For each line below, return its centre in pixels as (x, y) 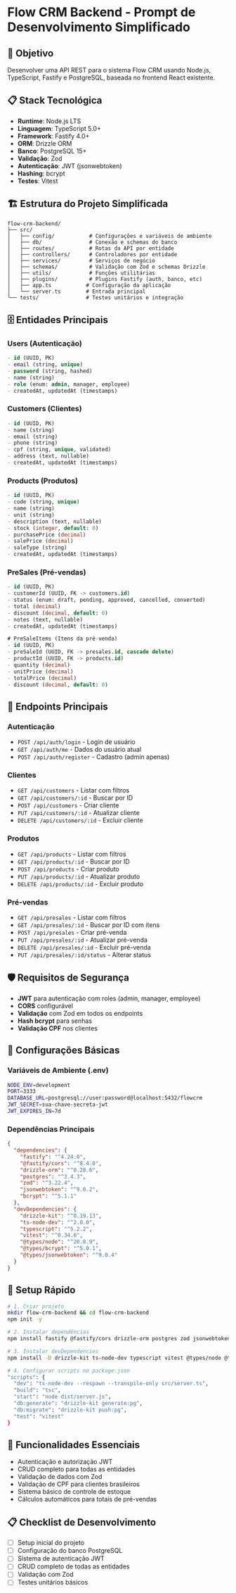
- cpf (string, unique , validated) (59, 450)
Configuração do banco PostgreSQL (70, 1551)
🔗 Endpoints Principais (58, 706)
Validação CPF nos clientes (58, 1028)
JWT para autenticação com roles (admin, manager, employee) (109, 998)
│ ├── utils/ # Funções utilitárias (81, 273)
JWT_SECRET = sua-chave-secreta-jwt (58, 1105)
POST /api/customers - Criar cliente (68, 805)
